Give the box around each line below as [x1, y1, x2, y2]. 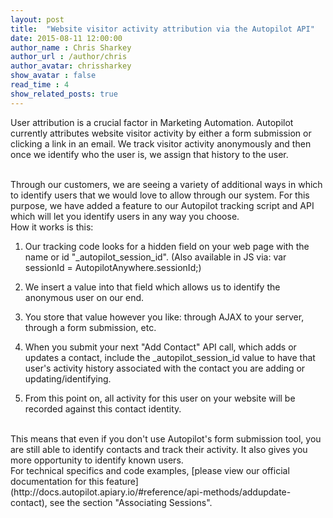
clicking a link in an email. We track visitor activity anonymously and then [10, 137, 312, 150]
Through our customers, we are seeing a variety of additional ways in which [10, 178, 323, 190]
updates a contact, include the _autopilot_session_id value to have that [24, 351, 316, 363]
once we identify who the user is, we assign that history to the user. [10, 148, 289, 160]
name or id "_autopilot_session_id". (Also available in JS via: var [24, 251, 287, 263]
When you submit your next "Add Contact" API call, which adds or [24, 341, 297, 353]
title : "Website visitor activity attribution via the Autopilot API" [10, 24, 315, 34]
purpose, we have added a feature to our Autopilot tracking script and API [10, 199, 315, 211]
